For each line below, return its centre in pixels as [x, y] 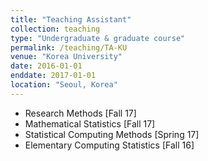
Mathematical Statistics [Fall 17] [90, 123]
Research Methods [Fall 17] [80, 113]
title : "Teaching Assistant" [71, 19]
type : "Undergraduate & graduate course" [98, 38]
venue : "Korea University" [66, 57]
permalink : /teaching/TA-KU [69, 47]
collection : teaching [55, 29]
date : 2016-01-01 [46, 66]
